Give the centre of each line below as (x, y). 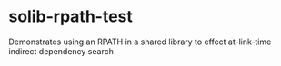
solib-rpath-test (71, 17)
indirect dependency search (61, 51)
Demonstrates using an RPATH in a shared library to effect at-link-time (140, 42)
